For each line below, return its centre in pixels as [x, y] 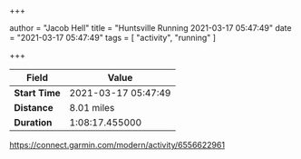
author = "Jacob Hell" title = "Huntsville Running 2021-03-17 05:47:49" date [150, 28]
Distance [34, 108]
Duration [33, 122]
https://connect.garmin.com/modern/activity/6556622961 [117, 145]
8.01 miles [92, 108]
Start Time [37, 93]
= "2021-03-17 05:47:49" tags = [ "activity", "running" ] [112, 38]
